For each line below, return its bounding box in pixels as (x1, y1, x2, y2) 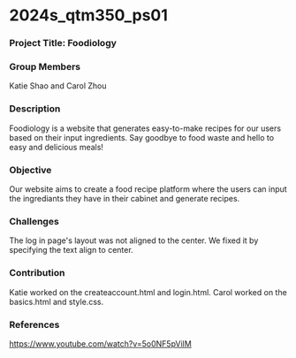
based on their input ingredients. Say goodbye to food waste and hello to (9, 132, 275, 142)
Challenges (9, 215, 59, 227)
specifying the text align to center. (9, 245, 134, 255)
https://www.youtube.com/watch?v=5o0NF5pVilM (9, 338, 192, 349)
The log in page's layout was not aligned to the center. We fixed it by (9, 235, 259, 246)
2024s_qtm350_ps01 (9, 5, 168, 26)
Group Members (9, 61, 81, 73)
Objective (9, 164, 52, 176)
